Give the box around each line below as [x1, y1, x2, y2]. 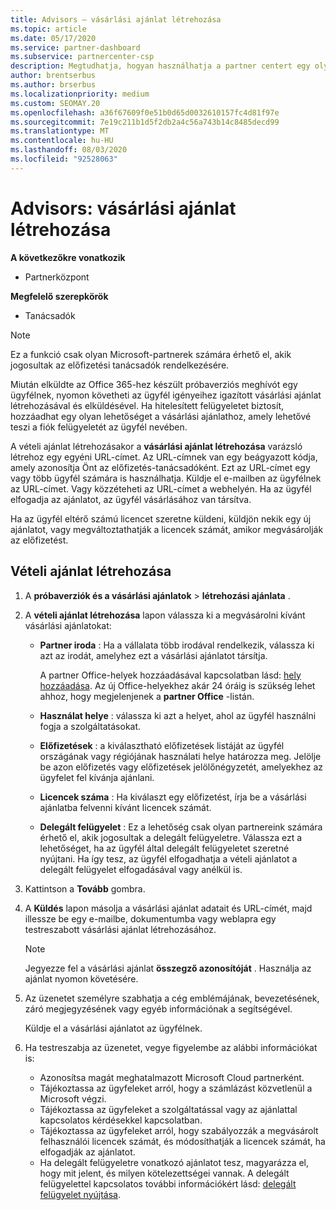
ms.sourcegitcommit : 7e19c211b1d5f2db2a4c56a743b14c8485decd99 [10, 117, 280, 127]
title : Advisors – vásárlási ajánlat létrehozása [10, 14, 222, 25]
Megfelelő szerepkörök [10, 290, 109, 302]
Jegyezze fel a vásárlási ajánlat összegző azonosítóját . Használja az [24, 962, 312, 974]
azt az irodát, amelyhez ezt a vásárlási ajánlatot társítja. [39, 649, 268, 661]
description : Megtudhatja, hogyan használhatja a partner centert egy [10, 61, 311, 71]
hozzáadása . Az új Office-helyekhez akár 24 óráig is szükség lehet [39, 679, 316, 691]
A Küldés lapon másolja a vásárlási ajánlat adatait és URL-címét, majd [24, 902, 313, 914]
